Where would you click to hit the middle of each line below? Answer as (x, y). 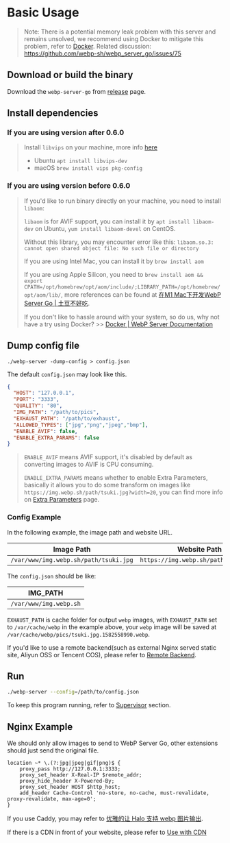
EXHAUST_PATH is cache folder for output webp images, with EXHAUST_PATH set (112, 620)
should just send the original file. (53, 750)
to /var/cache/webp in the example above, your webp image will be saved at (112, 627)
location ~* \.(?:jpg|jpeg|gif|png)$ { (64, 763)
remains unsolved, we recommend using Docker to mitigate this (114, 38)
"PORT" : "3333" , (36, 400)
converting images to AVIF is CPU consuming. (89, 465)
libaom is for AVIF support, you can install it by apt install (107, 221)
